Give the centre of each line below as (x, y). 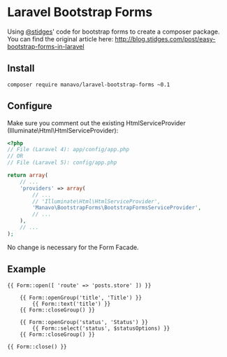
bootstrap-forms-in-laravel (46, 46)
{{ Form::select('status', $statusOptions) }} (101, 328)
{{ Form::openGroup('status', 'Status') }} (84, 322)
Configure (30, 106)
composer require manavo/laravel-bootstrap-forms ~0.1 (89, 85)
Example (27, 269)
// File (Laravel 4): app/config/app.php (68, 150)
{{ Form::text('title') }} (72, 304)
